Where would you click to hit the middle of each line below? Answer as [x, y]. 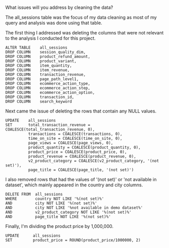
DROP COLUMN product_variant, [41, 61]
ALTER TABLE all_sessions [36, 48]
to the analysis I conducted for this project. [50, 38]
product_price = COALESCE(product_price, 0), [77, 152]
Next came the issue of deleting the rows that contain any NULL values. [81, 111]
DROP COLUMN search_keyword [39, 102]
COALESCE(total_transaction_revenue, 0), [50, 129]
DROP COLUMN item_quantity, [39, 66]
